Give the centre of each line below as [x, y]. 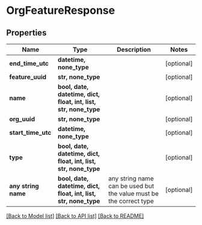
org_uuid [22, 119]
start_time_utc [30, 133]
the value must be [133, 193]
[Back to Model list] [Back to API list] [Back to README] [75, 216]
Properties [26, 33]
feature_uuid [28, 77]
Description [134, 50]
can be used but [131, 186]
